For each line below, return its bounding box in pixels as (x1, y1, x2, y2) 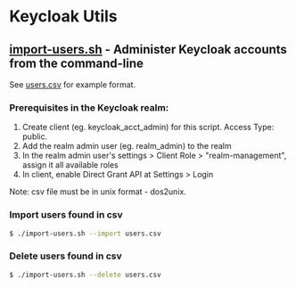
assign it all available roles (21, 160, 119, 170)
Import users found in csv (9, 209, 123, 221)
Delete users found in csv (9, 250, 122, 262)
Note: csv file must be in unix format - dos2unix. (9, 186, 187, 197)
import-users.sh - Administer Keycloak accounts (9, 42, 288, 57)
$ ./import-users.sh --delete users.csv (9, 270, 162, 279)
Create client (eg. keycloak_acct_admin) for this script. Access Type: (21, 122, 275, 133)
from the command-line (9, 55, 144, 70)
